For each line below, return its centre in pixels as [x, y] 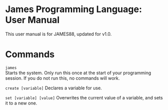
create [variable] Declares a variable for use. [54, 88]
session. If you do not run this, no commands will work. [63, 78]
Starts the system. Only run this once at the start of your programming [78, 73]
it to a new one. [21, 103]
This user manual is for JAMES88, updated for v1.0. [59, 34]
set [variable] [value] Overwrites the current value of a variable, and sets [84, 97]
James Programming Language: [74, 9]
